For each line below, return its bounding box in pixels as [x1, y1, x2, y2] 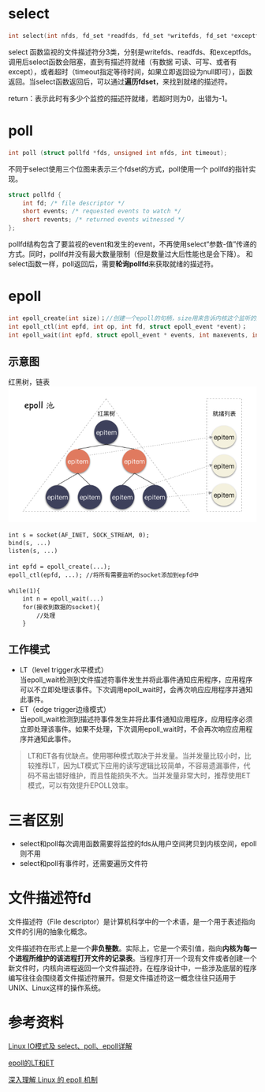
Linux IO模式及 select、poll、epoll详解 [8, 1041, 132, 1051]
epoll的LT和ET [8, 1058, 54, 1068]
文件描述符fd [8, 890, 92, 907]
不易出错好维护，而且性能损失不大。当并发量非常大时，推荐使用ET [34, 771, 251, 781]
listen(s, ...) [8, 547, 58, 555]
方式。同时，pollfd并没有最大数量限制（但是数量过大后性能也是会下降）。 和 [8, 250, 254, 258]
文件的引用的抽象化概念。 [8, 927, 91, 936]
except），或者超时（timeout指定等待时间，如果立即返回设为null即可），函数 [8, 66, 253, 76]
